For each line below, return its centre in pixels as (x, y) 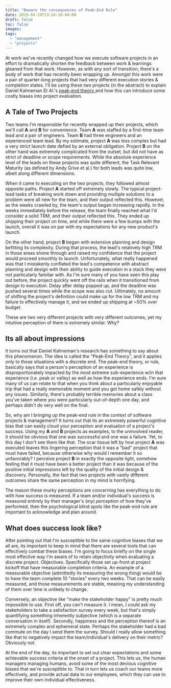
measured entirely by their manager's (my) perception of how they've (78, 501)
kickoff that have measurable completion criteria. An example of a (75, 568)
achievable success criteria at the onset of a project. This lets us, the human (86, 658)
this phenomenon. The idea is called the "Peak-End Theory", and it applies (83, 357)
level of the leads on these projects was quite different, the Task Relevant (82, 162)
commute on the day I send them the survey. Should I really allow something (86, 632)
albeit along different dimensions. (40, 173)
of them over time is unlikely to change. (47, 589)
